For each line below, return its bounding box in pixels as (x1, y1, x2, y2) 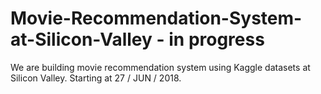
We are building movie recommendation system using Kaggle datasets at (10, 61, 311, 73)
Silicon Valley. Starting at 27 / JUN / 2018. (10, 72, 182, 84)
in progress (168, 28, 265, 51)
